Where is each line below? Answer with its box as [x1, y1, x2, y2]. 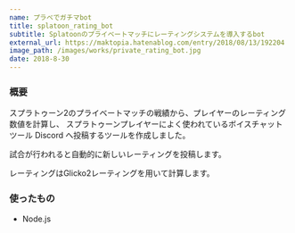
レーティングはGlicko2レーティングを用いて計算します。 [9, 168, 216, 179]
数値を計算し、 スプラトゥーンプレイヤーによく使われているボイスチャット [9, 119, 283, 129]
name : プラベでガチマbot [9, 12, 92, 22]
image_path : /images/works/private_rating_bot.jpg [9, 46, 201, 55]
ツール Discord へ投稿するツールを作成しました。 [9, 130, 191, 141]
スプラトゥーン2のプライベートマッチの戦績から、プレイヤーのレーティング [9, 108, 287, 119]
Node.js [21, 213, 52, 224]
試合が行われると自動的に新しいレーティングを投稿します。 [9, 149, 227, 160]
